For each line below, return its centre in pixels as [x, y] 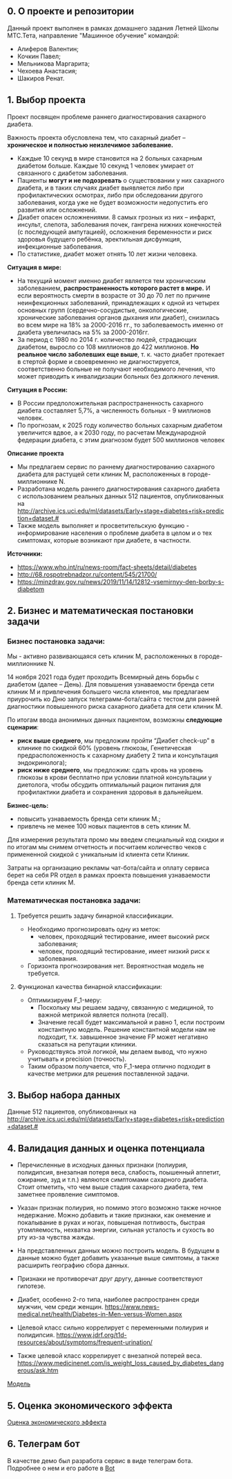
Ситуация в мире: [35, 267]
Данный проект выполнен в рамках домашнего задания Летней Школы [113, 28]
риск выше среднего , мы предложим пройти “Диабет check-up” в [116, 741]
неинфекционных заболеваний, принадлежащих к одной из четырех [118, 302]
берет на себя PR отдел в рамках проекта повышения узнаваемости [109, 875]
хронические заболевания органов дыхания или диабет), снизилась [118, 317]
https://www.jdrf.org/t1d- [91, 1335]
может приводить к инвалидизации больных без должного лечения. [118, 376]
